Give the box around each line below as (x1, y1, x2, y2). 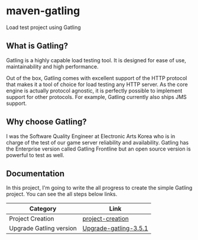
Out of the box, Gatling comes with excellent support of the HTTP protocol (6, 74, 187, 81)
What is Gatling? (6, 41, 69, 51)
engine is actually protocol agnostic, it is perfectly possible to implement (6, 87, 183, 94)
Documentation (6, 168, 65, 178)
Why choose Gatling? (6, 117, 87, 127)
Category (29, 204, 57, 213)
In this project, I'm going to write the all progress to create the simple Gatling (6, 184, 193, 191)
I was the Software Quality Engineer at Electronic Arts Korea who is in (6, 132, 176, 140)
